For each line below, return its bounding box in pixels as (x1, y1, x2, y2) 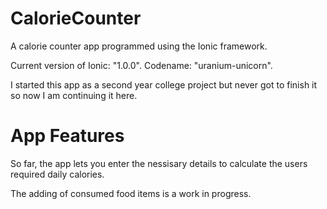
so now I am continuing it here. (10, 89, 138, 101)
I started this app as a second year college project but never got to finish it (10, 78, 318, 91)
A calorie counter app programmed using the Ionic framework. (10, 40, 268, 52)
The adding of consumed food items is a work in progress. (10, 187, 252, 199)
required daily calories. (10, 168, 105, 180)
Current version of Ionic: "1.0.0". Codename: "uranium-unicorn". (10, 59, 273, 71)
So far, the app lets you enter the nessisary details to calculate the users (10, 157, 308, 169)
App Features (10, 125, 125, 147)
